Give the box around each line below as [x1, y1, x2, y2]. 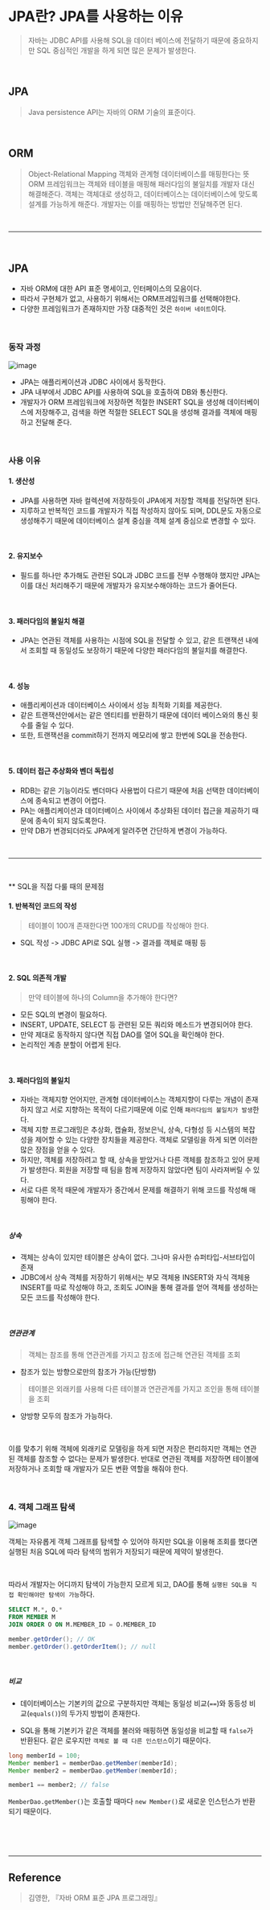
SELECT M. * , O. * [8, 1605, 63, 1614]
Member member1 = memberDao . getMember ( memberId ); [8, 1759, 178, 1767]
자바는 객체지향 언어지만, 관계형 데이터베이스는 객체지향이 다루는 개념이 [19, 1095, 243, 1105]
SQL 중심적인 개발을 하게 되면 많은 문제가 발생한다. [36, 45, 197, 55]
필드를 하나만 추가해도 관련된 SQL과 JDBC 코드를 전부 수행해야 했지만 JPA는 [19, 571, 261, 580]
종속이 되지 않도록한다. [35, 815, 107, 825]
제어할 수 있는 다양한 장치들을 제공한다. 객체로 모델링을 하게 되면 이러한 [35, 1135, 259, 1145]
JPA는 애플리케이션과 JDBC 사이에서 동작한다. [19, 377, 166, 387]
